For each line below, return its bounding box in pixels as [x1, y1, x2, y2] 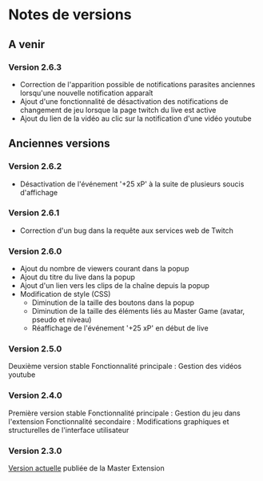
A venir [8, 38, 46, 51]
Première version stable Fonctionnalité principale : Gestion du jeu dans [8, 408, 241, 418]
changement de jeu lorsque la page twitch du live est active [19, 105, 217, 114]
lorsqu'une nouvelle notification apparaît [19, 88, 153, 98]
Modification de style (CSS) [19, 290, 111, 299]
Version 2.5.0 [8, 343, 62, 355]
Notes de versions [8, 6, 132, 24]
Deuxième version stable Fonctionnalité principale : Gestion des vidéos [8, 362, 242, 371]
